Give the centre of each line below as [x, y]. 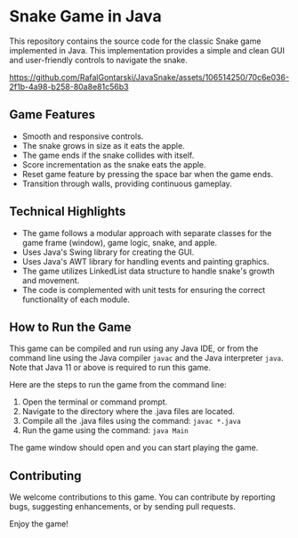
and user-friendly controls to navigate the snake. [99, 60]
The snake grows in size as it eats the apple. [103, 145]
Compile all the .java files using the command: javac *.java [132, 421]
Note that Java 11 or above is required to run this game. [110, 368]
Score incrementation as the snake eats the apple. [114, 164]
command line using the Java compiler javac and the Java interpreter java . [146, 358]
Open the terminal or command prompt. [95, 402]
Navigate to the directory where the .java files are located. [129, 412]
